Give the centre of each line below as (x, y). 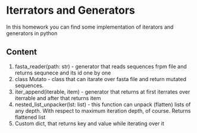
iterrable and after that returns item (58, 98)
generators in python (32, 33)
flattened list (30, 117)
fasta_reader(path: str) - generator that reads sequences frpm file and (101, 66)
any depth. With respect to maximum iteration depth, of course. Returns (103, 110)
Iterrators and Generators (71, 10)
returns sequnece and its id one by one (63, 73)
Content (22, 52)
